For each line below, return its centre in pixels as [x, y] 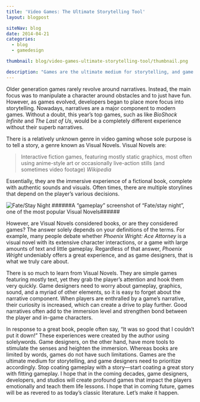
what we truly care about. [38, 261]
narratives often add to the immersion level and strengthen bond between [97, 311]
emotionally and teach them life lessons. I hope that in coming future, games [100, 386]
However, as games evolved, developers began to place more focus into [95, 102]
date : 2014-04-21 [28, 33]
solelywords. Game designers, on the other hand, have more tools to [90, 342]
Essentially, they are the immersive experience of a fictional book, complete [99, 181]
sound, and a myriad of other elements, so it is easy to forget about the [93, 292]
